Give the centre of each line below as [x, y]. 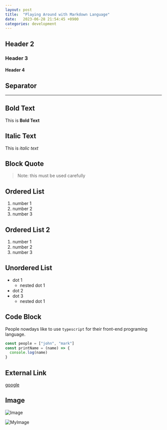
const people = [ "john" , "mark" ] [40, 343]
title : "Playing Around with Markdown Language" [58, 14]
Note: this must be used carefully [51, 176]
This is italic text [22, 148]
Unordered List [29, 268]
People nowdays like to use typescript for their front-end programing [76, 329]
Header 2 [20, 44]
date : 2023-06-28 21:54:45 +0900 [42, 19]
